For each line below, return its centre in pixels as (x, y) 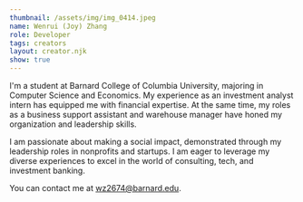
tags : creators (38, 43)
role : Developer (40, 34)
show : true (30, 60)
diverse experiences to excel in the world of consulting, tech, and (132, 161)
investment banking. (48, 170)
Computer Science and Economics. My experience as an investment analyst (151, 95)
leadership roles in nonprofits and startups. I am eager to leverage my (140, 151)
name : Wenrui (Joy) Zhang (58, 26)
